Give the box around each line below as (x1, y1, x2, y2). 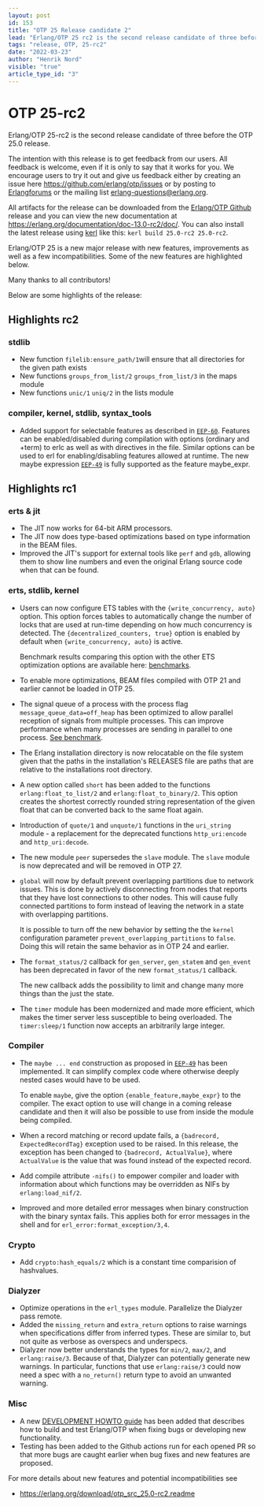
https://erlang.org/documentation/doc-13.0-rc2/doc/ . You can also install (8, 219, 244, 229)
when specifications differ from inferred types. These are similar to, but (19, 1329, 251, 1338)
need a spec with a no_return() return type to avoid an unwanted (19, 1370, 232, 1380)
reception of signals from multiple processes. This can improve (19, 716, 224, 725)
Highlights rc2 (8, 313, 79, 326)
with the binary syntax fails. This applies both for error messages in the (19, 1211, 250, 1221)
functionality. (19, 1433, 62, 1442)
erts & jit (8, 505, 41, 516)
